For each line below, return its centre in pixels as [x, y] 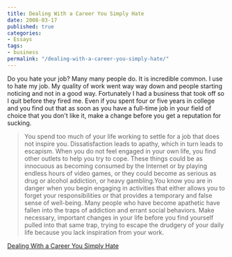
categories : [24, 33]
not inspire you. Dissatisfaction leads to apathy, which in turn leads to [124, 144]
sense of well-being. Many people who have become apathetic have [122, 203]
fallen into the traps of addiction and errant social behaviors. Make [119, 210]
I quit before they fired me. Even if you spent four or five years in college [111, 101]
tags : [15, 46]
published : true [31, 26]
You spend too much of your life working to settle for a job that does [122, 136]
